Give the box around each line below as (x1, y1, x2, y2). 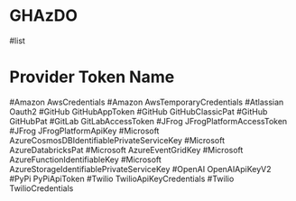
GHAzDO (9, 5, 79, 26)
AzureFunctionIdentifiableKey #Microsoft (9, 154, 162, 165)
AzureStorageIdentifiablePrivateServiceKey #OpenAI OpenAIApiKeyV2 (9, 163, 272, 174)
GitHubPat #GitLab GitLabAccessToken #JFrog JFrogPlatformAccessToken (9, 115, 288, 126)
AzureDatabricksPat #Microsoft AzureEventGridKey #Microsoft (9, 144, 244, 155)
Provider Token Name (9, 67, 175, 87)
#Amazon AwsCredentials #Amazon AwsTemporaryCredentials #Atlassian (9, 96, 284, 107)
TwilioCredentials (9, 182, 74, 194)
